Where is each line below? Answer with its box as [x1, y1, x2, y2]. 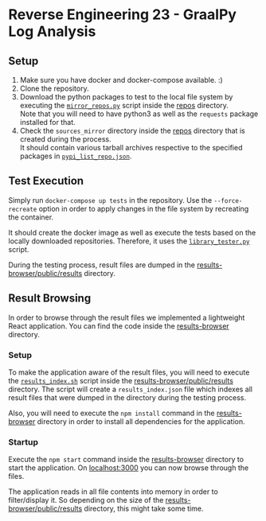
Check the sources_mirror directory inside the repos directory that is [19, 126, 245, 135]
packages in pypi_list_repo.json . [19, 151, 132, 161]
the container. [8, 212, 54, 222]
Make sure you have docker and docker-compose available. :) [19, 76, 223, 84]
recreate [8, 205, 37, 213]
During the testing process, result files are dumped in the [8, 260, 196, 270]
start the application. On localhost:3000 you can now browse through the [8, 463, 249, 472]
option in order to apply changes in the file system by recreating [38, 204, 249, 213]
